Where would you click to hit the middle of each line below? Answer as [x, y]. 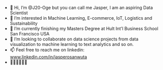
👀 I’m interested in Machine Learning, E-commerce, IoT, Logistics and [81, 18]
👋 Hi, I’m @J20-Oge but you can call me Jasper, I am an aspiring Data [81, 8]
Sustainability [24, 23]
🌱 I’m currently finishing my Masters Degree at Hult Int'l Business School [84, 29]
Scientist [19, 13]
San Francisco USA [30, 34]
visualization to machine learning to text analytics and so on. [72, 44]
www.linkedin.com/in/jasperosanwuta [48, 57]
